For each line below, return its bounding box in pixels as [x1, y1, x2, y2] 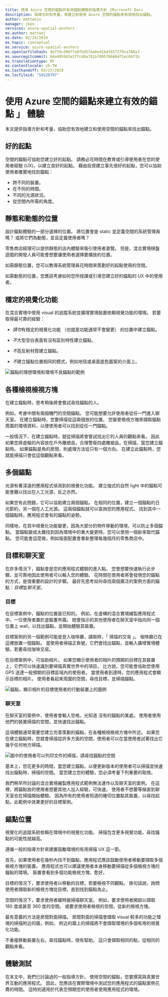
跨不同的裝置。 [12, 179, 43, 186]
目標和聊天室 [5, 551, 45, 560]
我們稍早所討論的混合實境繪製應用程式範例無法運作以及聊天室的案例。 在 [5, 780, 155, 786]
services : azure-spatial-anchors [5, 26, 75, 31]
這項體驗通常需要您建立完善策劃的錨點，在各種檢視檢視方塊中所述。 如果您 [5, 729, 160, 735]
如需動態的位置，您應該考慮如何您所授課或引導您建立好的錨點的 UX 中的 [5, 273, 154, 279]
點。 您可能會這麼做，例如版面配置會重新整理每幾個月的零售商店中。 [5, 535, 146, 541]
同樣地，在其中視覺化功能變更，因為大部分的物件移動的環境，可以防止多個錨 [5, 523, 163, 529]
